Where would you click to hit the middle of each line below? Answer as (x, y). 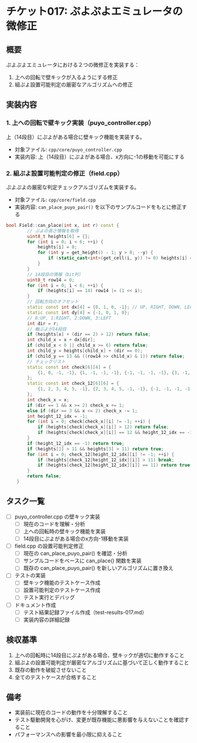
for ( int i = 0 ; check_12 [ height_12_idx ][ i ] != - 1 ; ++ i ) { (101, 454)
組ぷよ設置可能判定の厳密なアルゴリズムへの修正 (74, 84)
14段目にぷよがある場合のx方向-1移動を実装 (76, 538)
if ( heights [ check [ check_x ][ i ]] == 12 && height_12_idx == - (114, 433)
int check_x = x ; (48, 400)
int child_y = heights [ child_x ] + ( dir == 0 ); (85, 351)
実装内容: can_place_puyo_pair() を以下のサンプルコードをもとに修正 (98, 207)
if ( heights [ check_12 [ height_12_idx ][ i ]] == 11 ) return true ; (115, 465)
